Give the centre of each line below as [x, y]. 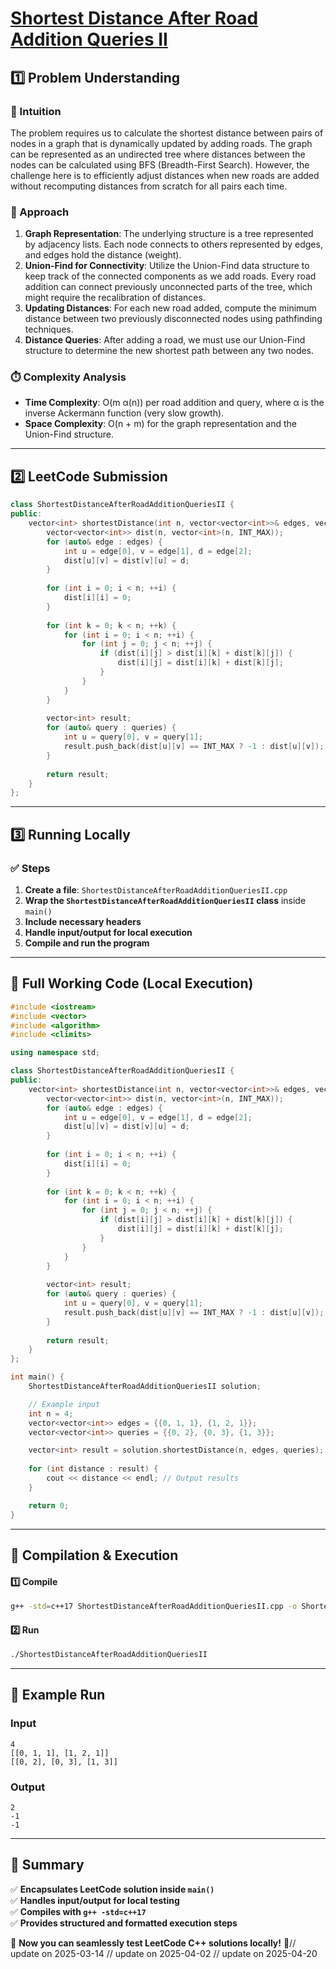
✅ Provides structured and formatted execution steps [124, 1923]
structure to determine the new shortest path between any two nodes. [169, 351]
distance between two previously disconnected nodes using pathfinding [173, 319]
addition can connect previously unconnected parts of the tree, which [168, 287]
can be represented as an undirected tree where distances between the [158, 154]
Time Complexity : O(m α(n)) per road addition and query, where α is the [174, 403]
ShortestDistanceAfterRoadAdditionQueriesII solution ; [145, 1387]
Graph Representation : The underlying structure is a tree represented [169, 234]
